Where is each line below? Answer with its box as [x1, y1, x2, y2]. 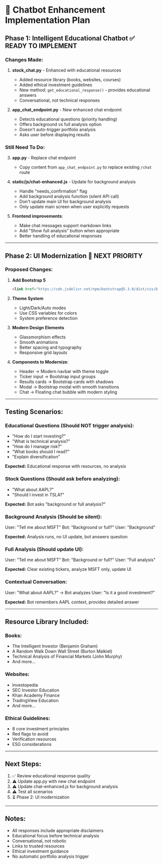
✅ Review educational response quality [12, 773, 91, 778]
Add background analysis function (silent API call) [19, 194, 119, 199]
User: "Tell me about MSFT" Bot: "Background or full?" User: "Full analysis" [5, 557, 156, 563]
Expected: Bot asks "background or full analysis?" [5, 501, 106, 507]
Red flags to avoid [12, 731, 49, 737]
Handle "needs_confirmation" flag [19, 188, 87, 194]
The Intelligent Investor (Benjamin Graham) [12, 643, 98, 649]
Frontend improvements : [12, 213, 63, 219]
